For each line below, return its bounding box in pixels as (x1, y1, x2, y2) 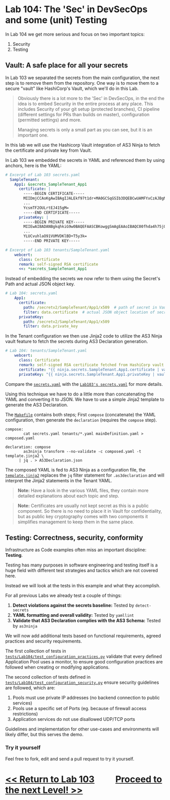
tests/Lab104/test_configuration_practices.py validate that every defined (5, 653, 162, 659)
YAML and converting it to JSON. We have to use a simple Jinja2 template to (5, 396, 164, 402)
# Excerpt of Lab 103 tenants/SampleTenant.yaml (5, 247, 110, 252)
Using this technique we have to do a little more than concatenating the (5, 391, 154, 397)
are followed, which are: (5, 685, 56, 691)
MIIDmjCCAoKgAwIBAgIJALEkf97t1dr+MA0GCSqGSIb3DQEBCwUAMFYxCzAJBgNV (23, 196, 168, 201)
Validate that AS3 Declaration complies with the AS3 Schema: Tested (12, 618, 161, 624)
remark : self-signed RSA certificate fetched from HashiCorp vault (18, 362, 164, 368)
